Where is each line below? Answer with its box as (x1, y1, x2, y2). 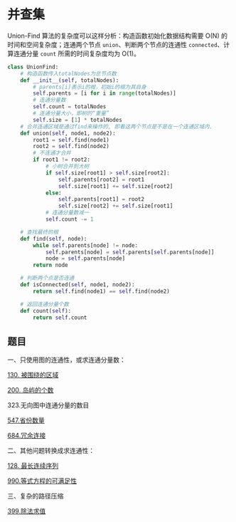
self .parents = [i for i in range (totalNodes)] (33, 90, 176, 97)
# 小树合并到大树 (45, 163, 90, 170)
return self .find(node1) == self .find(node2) (33, 288, 171, 295)
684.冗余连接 (7, 432, 46, 440)
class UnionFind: (7, 63, 59, 71)
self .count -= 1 (45, 216, 94, 223)
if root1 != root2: (33, 156, 91, 164)
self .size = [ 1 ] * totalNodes (33, 116, 122, 123)
